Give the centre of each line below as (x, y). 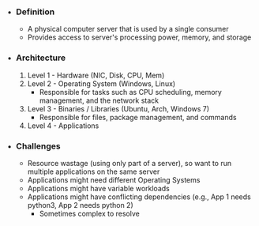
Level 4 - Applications (63, 126)
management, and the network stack (99, 100)
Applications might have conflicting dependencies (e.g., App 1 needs (139, 197)
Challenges (38, 146)
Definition (35, 12)
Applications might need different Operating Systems (114, 179)
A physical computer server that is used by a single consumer (128, 29)
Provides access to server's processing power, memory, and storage (139, 37)
